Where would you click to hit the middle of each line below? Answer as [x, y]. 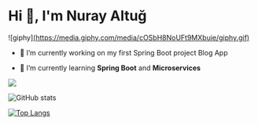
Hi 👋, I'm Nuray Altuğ [77, 16]
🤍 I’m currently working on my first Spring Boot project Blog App [123, 52]
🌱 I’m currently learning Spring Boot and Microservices [110, 68]
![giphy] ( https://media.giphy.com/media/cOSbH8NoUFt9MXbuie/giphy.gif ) [129, 37]
